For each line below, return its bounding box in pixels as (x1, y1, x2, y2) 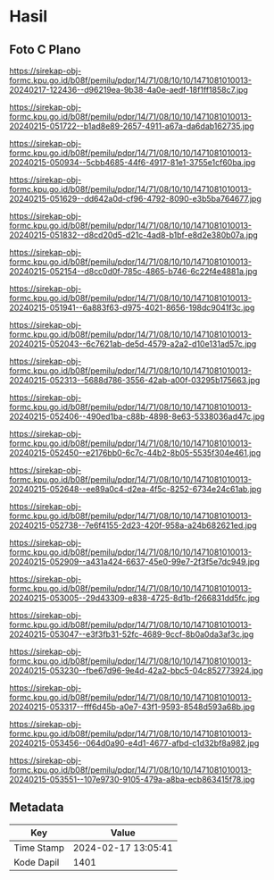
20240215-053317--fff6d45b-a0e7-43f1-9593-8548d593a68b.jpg (9, 701, 255, 712)
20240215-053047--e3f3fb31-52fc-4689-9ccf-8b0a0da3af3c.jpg (9, 629, 254, 640)
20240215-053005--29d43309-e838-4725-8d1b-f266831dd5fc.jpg (9, 592, 261, 603)
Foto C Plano (9, 42, 81, 57)
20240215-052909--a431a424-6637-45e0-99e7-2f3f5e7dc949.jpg (9, 557, 261, 566)
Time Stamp (13, 842, 65, 854)
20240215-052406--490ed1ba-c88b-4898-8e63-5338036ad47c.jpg (9, 411, 265, 422)
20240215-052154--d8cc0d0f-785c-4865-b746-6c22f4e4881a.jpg (9, 266, 258, 276)
